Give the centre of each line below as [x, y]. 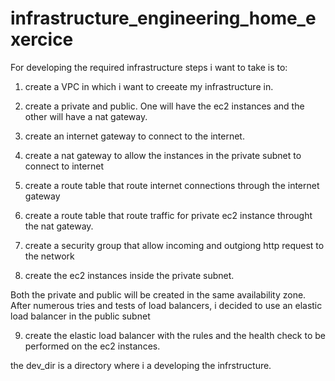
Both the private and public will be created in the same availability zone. [158, 294]
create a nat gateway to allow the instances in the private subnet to [163, 155]
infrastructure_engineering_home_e [163, 18]
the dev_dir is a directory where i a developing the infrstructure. [141, 365]
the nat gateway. [59, 226]
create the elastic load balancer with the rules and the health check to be [175, 335]
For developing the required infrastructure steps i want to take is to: [149, 67]
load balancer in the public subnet [80, 316]
